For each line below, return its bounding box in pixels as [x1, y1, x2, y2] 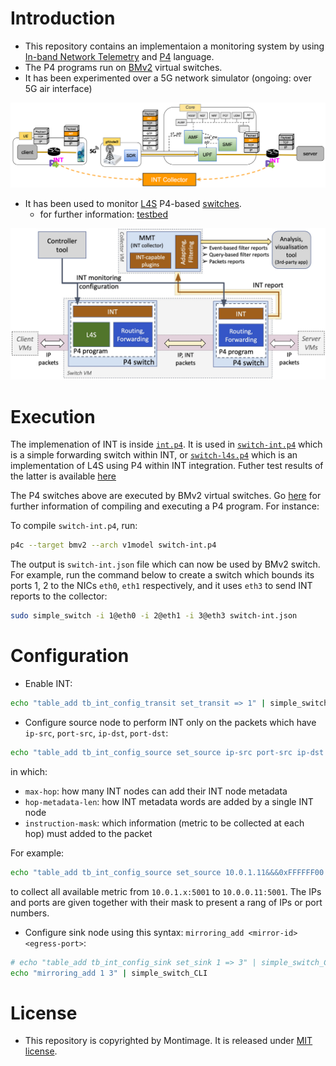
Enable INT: [24, 678, 73, 690]
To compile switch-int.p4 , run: [10, 520, 138, 532]
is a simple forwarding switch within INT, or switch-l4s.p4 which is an [10, 449, 298, 461]
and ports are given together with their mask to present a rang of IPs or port [10, 896, 323, 908]
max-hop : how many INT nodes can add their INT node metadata [24, 785, 288, 797]
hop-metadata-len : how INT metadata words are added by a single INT [24, 795, 314, 807]
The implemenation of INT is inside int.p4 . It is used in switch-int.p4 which [10, 438, 323, 451]
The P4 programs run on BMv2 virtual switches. [24, 61, 223, 73]
